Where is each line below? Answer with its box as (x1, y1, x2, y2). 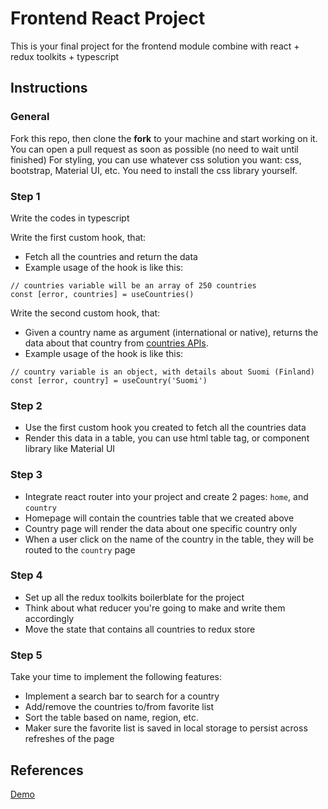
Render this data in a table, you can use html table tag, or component (24, 432, 310, 444)
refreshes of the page (24, 733, 115, 745)
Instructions (10, 80, 88, 97)
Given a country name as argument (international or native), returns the (24, 326, 319, 338)
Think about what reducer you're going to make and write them (24, 602, 286, 614)
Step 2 (10, 398, 43, 412)
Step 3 (10, 468, 43, 482)
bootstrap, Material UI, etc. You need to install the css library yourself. (10, 164, 298, 176)
